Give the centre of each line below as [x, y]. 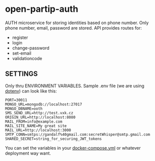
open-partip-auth [42, 9]
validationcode [27, 58]
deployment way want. [28, 153]
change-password [31, 48]
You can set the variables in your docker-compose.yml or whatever [73, 148]
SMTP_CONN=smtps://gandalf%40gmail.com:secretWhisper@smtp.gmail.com [78, 134]
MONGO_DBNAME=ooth [24, 109]
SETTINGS [21, 74]
